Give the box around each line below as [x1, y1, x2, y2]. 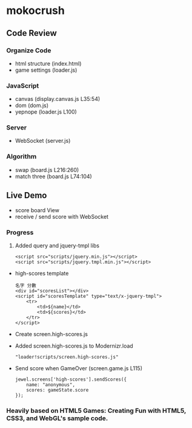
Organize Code [6, 46, 51, 55]
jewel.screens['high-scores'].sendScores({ [15, 376, 127, 382]
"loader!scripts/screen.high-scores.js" [15, 354, 119, 360]
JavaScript [6, 81, 39, 90]
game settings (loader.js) [15, 66, 78, 74]
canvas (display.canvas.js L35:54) [15, 95, 101, 103]
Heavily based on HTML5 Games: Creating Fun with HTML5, [6, 406, 187, 415]
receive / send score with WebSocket [15, 213, 109, 220]
